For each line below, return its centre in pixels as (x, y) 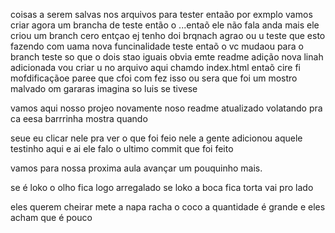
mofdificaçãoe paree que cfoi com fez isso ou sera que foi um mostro (154, 78)
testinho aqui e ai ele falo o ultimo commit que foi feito (122, 148)
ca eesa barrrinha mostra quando (79, 118)
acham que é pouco (51, 217)
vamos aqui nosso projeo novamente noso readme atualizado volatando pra (166, 108)
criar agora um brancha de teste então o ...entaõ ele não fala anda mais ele (165, 25)
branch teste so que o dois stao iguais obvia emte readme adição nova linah (167, 57)
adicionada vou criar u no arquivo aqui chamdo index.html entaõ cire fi (155, 67)
